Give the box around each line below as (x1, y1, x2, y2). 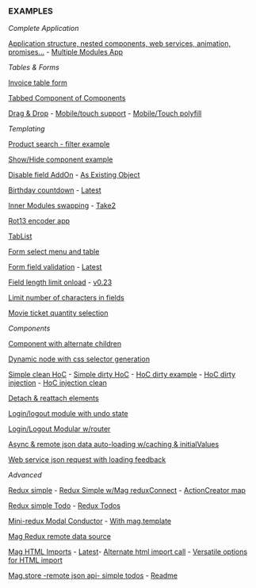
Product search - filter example (8, 139, 110, 149)
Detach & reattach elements (8, 394, 99, 403)
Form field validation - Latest (8, 262, 102, 272)
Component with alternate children (8, 339, 122, 349)
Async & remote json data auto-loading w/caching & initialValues (8, 440, 220, 449)
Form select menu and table (8, 247, 100, 257)
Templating (8, 124, 45, 134)
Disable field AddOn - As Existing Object (8, 170, 140, 180)
